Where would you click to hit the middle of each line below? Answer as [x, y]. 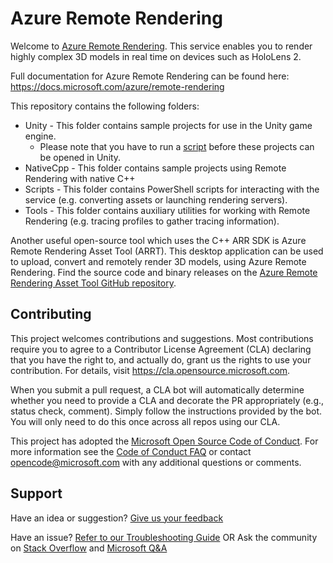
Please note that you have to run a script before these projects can [177, 146]
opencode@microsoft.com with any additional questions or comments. [156, 462]
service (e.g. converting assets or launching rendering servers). [156, 199]
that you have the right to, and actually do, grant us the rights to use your [161, 359]
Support [36, 493]
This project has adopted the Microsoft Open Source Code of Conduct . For [164, 441]
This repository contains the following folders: [105, 106]
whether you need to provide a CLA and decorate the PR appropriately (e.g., [167, 400]
